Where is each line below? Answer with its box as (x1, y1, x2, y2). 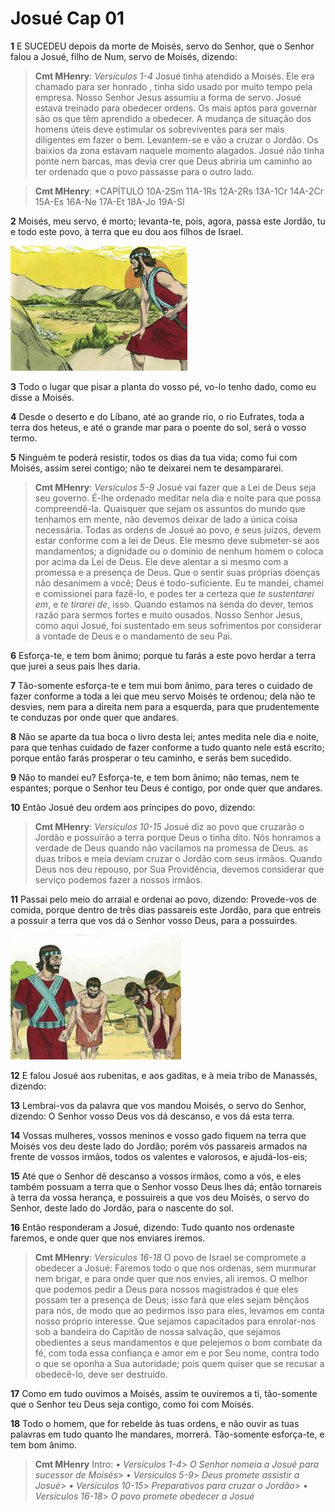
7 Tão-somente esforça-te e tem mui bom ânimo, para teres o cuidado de (10, 679, 313, 691)
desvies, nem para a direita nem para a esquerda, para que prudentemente (10, 700, 320, 712)
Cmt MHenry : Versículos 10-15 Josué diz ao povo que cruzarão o (34, 820, 305, 832)
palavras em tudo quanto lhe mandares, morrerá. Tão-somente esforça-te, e (10, 1428, 325, 1440)
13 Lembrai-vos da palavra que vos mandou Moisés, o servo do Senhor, (10, 1099, 307, 1111)
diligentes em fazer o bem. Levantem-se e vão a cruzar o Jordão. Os (34, 133, 319, 146)
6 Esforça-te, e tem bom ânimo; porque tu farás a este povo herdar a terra (10, 649, 317, 661)
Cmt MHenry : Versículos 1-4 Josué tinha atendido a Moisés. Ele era (34, 70, 315, 82)
